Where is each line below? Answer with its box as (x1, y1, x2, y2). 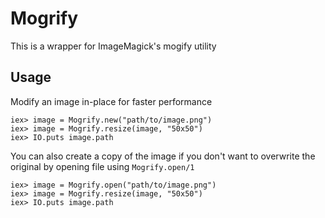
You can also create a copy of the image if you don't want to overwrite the (10, 150, 316, 162)
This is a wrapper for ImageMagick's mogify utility (10, 40, 217, 52)
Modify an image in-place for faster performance (10, 95, 213, 107)
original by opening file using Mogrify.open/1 (10, 160, 195, 172)
